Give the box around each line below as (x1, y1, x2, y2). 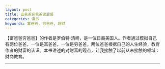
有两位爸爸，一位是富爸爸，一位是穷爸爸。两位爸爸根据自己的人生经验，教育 (5, 41, 160, 47)
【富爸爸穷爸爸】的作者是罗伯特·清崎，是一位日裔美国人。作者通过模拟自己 (5, 35, 157, 41)
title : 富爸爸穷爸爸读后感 (5, 12, 54, 17)
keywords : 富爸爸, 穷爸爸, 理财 (5, 21, 65, 26)
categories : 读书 (5, 16, 39, 21)
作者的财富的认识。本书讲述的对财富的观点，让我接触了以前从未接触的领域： (5, 47, 160, 53)
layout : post (5, 7, 32, 12)
